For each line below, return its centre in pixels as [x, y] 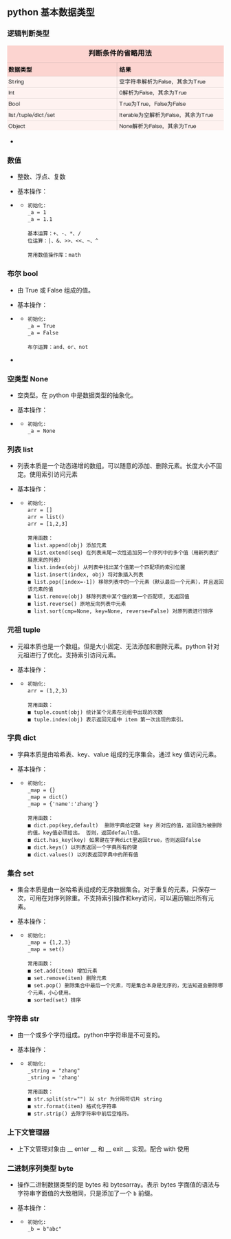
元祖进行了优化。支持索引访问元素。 [68, 655]
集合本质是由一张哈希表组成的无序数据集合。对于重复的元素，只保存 [113, 889]
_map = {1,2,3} [49, 943]
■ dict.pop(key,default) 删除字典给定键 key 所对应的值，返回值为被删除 [125, 825]
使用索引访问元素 [53, 474]
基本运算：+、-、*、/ [54, 234]
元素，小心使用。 [53, 993]
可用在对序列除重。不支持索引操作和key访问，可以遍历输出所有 [119, 898]
